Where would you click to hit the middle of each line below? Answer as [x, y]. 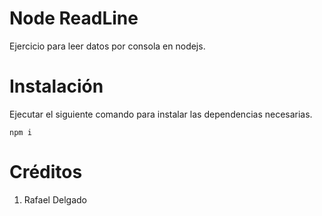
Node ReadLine [74, 18]
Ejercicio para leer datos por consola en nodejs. [107, 46]
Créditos [46, 172]
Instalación [56, 86]
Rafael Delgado [55, 199]
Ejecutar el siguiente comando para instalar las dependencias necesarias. [161, 114]
